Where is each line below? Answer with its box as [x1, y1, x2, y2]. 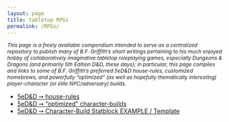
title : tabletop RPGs [7, 16, 69, 23]
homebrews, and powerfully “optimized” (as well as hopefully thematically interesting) [7, 73, 217, 81]
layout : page [7, 10, 45, 17]
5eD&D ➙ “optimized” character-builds [16, 100, 127, 108]
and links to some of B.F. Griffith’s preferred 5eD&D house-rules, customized [7, 67, 193, 75]
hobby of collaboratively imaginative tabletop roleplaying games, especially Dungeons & [7, 54, 223, 62]
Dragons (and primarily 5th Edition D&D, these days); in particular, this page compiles [7, 61, 215, 69]
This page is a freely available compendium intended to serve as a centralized [7, 42, 197, 49]
